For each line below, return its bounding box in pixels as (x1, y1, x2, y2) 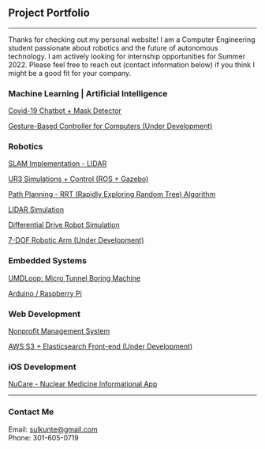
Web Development (8, 308, 81, 319)
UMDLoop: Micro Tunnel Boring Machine (8, 273, 140, 283)
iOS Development (8, 361, 77, 372)
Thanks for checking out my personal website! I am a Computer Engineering (8, 35, 256, 44)
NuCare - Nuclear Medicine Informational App (8, 379, 158, 389)
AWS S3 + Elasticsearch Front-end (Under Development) (8, 341, 193, 351)
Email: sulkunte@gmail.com (8, 424, 98, 434)
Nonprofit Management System (8, 326, 110, 335)
